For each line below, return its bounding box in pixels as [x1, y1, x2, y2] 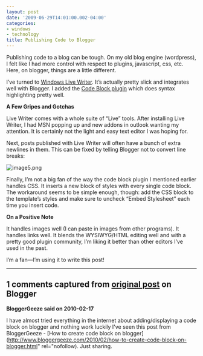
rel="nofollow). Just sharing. [41, 342, 113, 349]
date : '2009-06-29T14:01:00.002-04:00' [6, 15, 107, 21]
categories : [6, 20, 36, 26]
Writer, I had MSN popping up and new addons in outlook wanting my [6, 121, 179, 128]
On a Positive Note [6, 213, 54, 220]
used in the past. [6, 244, 48, 252]
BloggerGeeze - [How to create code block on [6, 329, 121, 337]
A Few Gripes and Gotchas [6, 103, 74, 110]
